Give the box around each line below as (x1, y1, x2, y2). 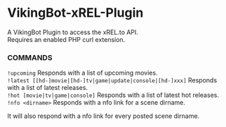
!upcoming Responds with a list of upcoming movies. (7, 68, 158, 77)
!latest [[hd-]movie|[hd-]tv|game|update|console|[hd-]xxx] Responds (7, 76, 218, 84)
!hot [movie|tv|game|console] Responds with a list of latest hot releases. (7, 91, 220, 99)
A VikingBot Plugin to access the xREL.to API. (7, 28, 139, 36)
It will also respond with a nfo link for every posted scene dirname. (7, 112, 200, 120)
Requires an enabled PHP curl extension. (7, 35, 126, 43)
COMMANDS (7, 52, 53, 62)
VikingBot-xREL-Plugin (7, 5, 144, 21)
